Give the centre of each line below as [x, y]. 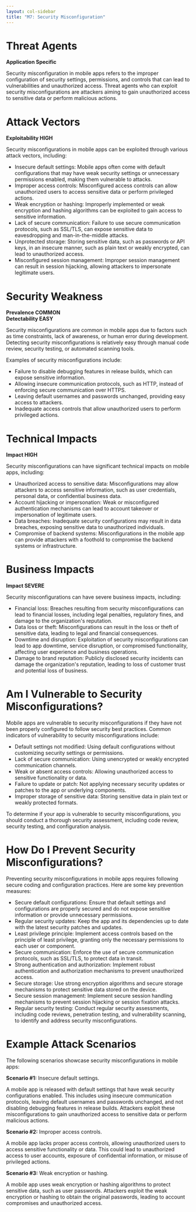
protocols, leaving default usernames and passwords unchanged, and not [95, 1102]
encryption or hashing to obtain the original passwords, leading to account [96, 1197]
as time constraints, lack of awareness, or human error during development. [97, 337]
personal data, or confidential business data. [68, 496]
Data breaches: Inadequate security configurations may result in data [98, 521]
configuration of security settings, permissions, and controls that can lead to [98, 80]
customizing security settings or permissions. [69, 753]
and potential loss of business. [51, 671]
